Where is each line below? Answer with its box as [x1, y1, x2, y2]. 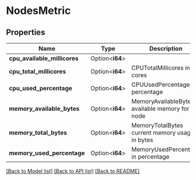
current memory [131, 129, 176, 136]
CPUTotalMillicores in [131, 64, 191, 72]
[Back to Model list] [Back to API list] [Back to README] [6, 168, 140, 174]
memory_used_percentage [9, 149, 85, 157]
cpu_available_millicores [9, 54, 79, 62]
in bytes [131, 136, 153, 144]
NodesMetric [6, 4, 71, 17]
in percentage [131, 153, 170, 161]
